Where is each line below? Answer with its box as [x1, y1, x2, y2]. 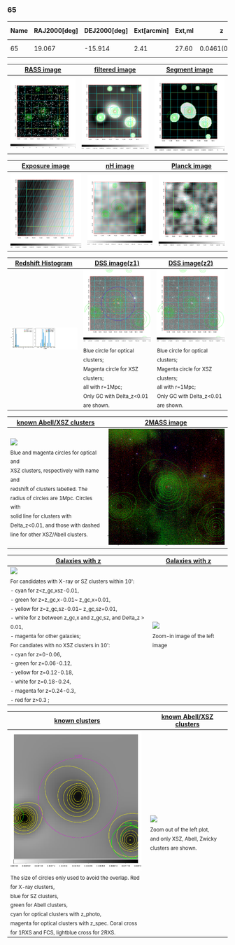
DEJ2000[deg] [83, 27, 128, 35]
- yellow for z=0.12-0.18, [10, 669, 73, 676]
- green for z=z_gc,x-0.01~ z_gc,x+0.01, [10, 596, 111, 603]
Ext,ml [174, 27, 194, 35]
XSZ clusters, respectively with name [10, 467, 99, 474]
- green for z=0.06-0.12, [10, 660, 72, 667]
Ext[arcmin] [134, 27, 169, 35]
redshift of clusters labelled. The [10, 485, 88, 492]
